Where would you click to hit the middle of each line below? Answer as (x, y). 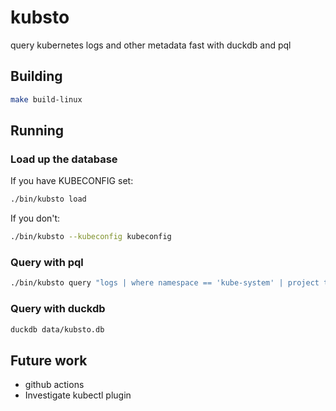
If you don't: (35, 218)
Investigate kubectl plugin (78, 395)
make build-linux (46, 99)
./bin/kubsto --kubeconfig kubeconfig (91, 237)
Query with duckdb (58, 309)
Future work (49, 360)
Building (36, 76)
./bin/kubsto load (48, 199)
